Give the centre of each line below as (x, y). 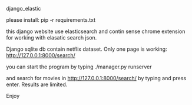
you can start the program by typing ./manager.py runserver (79, 67)
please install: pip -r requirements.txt (51, 20)
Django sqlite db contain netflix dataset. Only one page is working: (87, 49)
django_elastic (24, 9)
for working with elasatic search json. (52, 37)
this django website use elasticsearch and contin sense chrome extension (96, 31)
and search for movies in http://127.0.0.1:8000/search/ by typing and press (96, 78)
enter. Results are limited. (37, 84)
